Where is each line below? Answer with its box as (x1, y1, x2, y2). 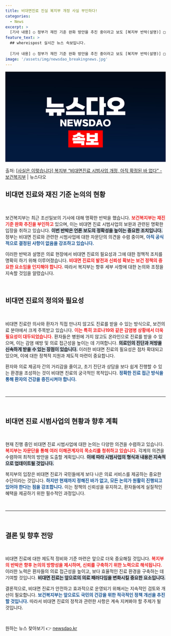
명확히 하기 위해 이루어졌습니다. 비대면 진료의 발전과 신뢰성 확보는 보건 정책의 (5, 257, 158, 263)
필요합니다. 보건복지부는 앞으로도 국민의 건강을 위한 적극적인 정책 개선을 (14, 592, 156, 598)
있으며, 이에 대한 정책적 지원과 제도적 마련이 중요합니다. (5, 352, 116, 359)
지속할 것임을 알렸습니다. (5, 270, 54, 276)
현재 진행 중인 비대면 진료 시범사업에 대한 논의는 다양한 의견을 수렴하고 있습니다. (5, 441, 164, 447)
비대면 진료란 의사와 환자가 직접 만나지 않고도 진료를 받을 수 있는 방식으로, (5, 321, 152, 327)
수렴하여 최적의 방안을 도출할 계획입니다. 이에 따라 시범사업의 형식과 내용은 (5, 454, 153, 460)
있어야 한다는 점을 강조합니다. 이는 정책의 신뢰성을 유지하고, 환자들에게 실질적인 (5, 484, 163, 490)
